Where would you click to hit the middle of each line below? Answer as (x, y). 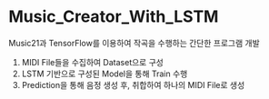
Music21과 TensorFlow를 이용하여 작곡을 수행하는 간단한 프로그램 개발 (134, 43)
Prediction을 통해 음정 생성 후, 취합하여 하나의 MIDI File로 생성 (133, 84)
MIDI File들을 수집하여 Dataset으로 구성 (93, 62)
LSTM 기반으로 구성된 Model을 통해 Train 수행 (105, 74)
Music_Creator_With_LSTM (114, 17)
